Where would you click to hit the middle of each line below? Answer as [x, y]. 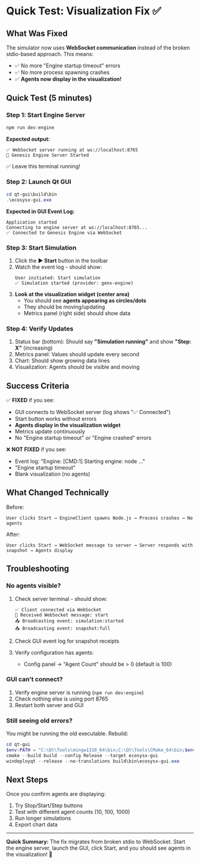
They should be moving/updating [64, 307]
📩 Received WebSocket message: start [62, 615]
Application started [32, 222]
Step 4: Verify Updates [40, 328]
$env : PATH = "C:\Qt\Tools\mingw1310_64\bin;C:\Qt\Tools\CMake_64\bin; [96, 750]
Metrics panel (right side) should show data [77, 313]
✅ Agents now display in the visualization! [68, 79]
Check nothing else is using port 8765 [61, 699]
